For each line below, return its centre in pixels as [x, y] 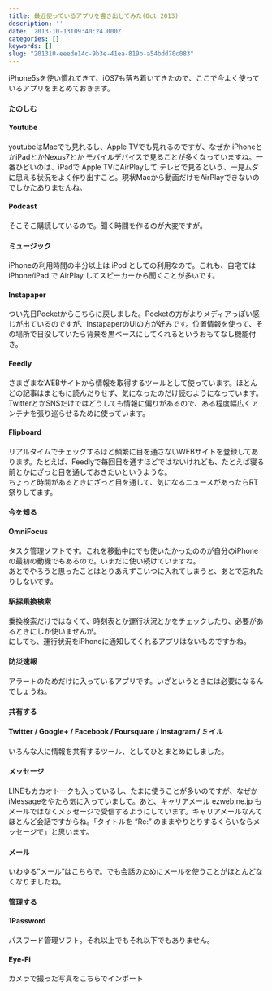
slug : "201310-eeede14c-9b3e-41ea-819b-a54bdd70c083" [101, 54]
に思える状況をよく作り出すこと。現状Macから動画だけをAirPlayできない [131, 177]
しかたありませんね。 [51, 187]
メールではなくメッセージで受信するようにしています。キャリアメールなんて [136, 812]
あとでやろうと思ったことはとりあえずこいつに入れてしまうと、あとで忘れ [133, 571]
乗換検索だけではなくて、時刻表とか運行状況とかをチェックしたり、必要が [133, 620]
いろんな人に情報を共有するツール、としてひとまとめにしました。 [119, 751]
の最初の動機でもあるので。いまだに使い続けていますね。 [104, 561]
